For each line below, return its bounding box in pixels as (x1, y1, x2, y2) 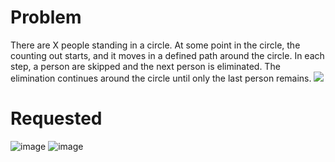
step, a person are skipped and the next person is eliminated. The (10, 60, 281, 72)
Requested (10, 107, 103, 130)
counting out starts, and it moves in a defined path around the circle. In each (10, 49, 325, 61)
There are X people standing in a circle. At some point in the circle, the (10, 39, 301, 51)
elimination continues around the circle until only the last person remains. (10, 72, 312, 84)
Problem (10, 6, 82, 29)
